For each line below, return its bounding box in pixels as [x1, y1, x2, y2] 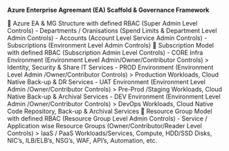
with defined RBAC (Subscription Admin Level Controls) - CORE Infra [7, 48, 203, 57]
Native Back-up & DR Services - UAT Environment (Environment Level [7, 78, 206, 85]
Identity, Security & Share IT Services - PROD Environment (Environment [7, 63, 214, 71]
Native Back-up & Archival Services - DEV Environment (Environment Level [7, 92, 221, 101]
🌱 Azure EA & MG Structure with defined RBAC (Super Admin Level [7, 19, 198, 27]
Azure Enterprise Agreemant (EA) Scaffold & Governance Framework [7, 6, 210, 14]
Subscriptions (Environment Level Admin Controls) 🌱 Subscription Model [7, 41, 214, 49]
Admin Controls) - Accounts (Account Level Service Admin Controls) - [7, 34, 208, 42]
